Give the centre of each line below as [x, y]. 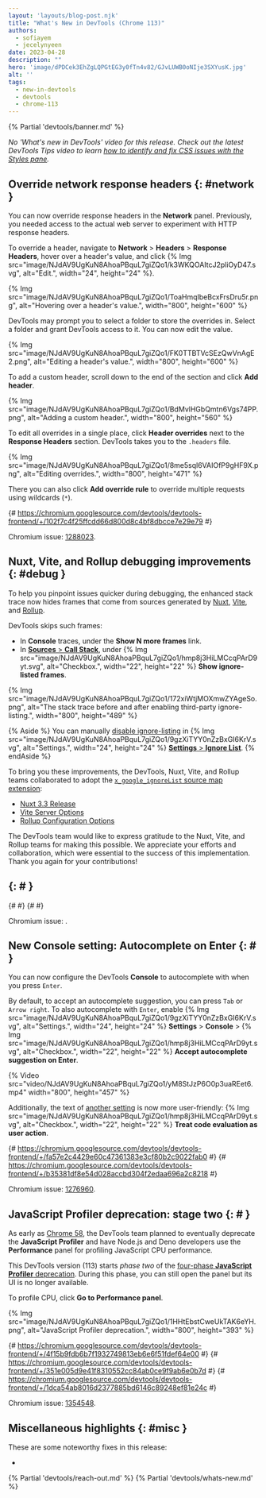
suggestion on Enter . [43, 1060]
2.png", [20, 361]
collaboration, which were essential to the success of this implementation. [129, 853]
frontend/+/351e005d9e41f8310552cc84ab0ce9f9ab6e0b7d [107, 1371]
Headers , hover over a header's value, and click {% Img [100, 256]
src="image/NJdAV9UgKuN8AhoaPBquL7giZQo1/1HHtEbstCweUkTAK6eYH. [132, 1322]
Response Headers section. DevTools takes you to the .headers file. [120, 441]
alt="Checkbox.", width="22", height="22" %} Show [132, 666]
